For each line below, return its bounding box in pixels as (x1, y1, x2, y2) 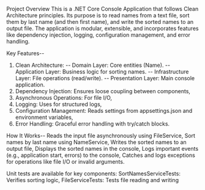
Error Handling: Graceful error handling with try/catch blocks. (15, 120, 170, 127)
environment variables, (15, 113, 73, 121)
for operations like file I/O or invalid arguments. (6, 158, 125, 165)
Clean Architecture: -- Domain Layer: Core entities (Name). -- (15, 61, 170, 69)
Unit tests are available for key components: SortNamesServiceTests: (6, 170, 181, 177)
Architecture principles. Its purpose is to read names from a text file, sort (6, 12, 190, 19)
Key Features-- (6, 50, 45, 57)
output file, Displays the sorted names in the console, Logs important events (6, 145, 199, 152)
